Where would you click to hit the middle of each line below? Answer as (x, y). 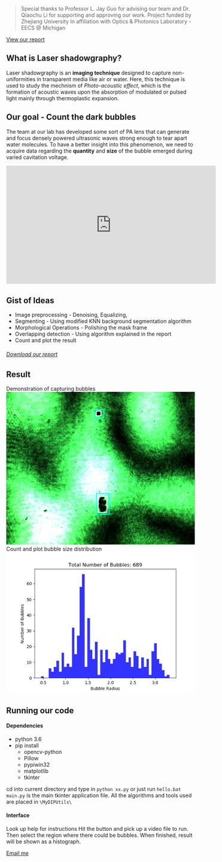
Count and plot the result (45, 340)
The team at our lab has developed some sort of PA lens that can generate (98, 131)
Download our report (32, 354)
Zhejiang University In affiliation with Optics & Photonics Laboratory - (106, 21)
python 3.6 (28, 739)
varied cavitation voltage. (37, 157)
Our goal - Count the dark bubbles (71, 117)
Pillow (31, 758)
